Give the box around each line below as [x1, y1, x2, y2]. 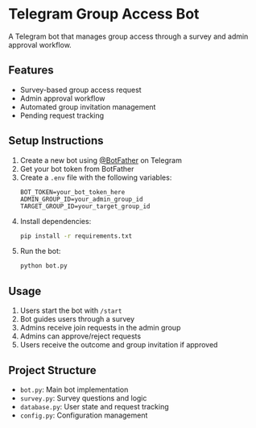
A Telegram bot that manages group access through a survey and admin [8, 31, 249, 41]
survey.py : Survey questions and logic [19, 393, 147, 403]
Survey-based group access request [19, 85, 142, 94]
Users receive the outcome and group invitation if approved [19, 340, 218, 350]
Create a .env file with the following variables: [19, 172, 172, 182]
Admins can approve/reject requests [19, 331, 142, 341]
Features [8, 64, 54, 77]
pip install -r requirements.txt [19, 231, 133, 240]
